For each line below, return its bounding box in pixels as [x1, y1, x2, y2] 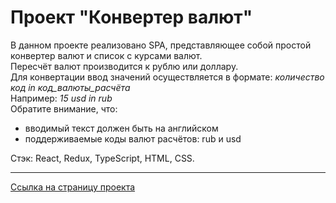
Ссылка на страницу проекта [10, 181, 136, 193]
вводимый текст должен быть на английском [24, 122, 219, 134]
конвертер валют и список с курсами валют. [10, 49, 203, 61]
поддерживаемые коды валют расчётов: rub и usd [24, 132, 242, 145]
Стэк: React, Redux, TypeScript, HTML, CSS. [10, 152, 195, 164]
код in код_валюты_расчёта [10, 81, 131, 93]
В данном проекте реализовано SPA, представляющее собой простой [10, 39, 312, 51]
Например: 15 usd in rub [10, 92, 113, 104]
